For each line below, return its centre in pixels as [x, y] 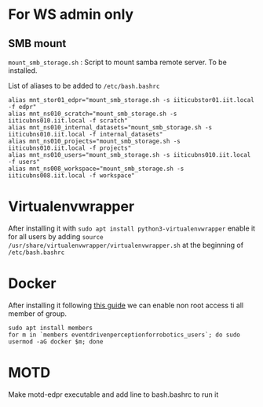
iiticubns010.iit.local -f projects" [70, 148]
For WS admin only [71, 15]
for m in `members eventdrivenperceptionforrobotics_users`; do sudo [124, 335]
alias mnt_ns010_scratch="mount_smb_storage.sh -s [93, 114]
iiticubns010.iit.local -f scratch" [68, 121]
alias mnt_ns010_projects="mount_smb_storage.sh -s [94, 141]
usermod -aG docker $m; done [56, 342]
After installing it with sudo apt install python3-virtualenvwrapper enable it [132, 228]
